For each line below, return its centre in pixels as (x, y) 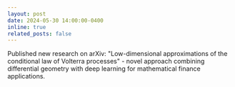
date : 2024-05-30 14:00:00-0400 (55, 21)
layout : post (27, 14)
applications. (26, 76)
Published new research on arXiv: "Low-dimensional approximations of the (117, 54)
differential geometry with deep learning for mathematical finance (104, 69)
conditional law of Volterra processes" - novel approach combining (106, 62)
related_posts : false (40, 34)
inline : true (27, 27)
